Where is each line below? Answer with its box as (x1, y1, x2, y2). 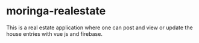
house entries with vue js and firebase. (6, 30, 103, 37)
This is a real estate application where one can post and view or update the (6, 24, 193, 31)
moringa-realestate (6, 4, 106, 18)
